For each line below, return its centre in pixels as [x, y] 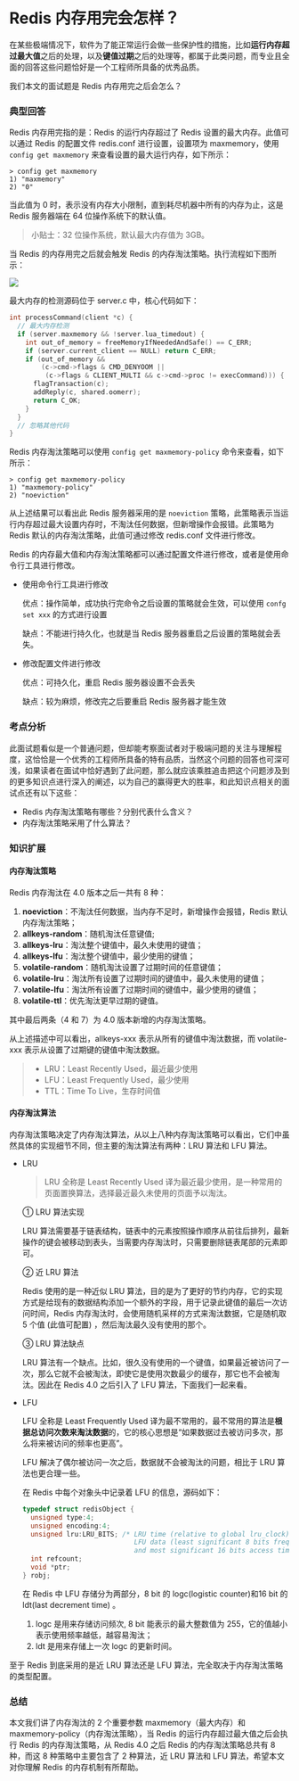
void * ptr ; [51, 1567]
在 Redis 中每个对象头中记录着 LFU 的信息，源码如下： [122, 1492]
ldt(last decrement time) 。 [71, 1604]
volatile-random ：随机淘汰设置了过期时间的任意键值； [123, 967]
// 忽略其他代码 [43, 425]
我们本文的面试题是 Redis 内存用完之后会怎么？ [96, 86]
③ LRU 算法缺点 [53, 1343]
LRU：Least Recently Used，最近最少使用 [121, 1068]
